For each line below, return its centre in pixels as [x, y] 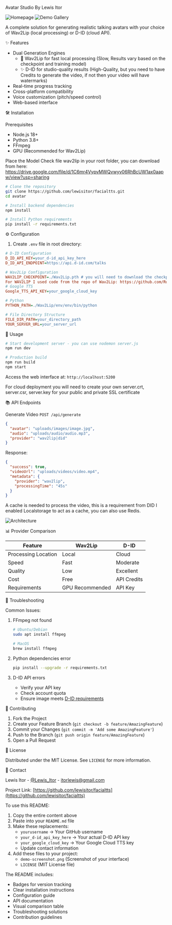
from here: [16, 166]
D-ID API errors [29, 677]
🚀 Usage [14, 334]
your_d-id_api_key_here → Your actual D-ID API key [75, 837]
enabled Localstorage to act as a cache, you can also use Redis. [73, 511]
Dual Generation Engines [39, 53]
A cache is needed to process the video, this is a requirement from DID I [81, 505]
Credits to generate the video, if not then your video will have [85, 75]
